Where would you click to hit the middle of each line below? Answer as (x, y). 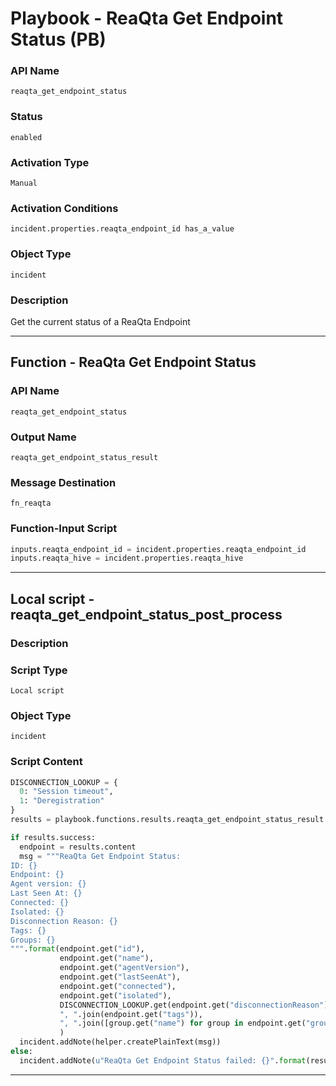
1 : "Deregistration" (62, 801)
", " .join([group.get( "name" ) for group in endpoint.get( (183, 1023)
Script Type (39, 670)
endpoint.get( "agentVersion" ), (124, 968)
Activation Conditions (64, 208)
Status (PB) (58, 39)
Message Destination (63, 482)
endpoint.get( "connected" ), (118, 986)
